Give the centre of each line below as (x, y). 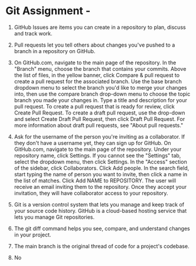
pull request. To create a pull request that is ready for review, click (94, 106)
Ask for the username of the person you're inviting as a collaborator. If (99, 136)
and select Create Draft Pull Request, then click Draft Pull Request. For (99, 119)
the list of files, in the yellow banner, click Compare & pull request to (97, 75)
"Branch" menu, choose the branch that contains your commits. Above (100, 68)
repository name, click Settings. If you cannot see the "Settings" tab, (97, 155)
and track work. (33, 33)
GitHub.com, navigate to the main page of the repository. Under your (98, 149)
